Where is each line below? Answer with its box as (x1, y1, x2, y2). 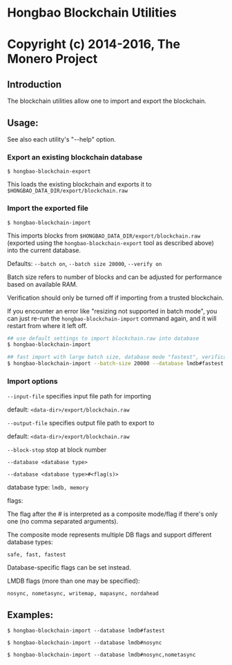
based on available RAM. (7, 280, 78, 288)
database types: (7, 538, 53, 546)
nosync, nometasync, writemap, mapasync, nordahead (7, 590, 159, 597)
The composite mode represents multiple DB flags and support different (7, 530, 212, 539)
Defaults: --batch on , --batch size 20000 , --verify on (7, 259, 162, 267)
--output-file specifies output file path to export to (7, 419, 155, 427)
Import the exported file (7, 204, 88, 213)
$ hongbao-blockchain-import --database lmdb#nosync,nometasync (7, 651, 196, 659)
